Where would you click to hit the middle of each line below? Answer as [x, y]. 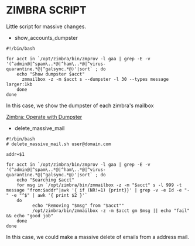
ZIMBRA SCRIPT [46, 10]
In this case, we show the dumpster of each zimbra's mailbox [80, 105]
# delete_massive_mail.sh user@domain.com [59, 144]
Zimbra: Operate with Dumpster [44, 117]
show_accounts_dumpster [46, 37]
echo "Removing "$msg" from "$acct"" [78, 206]
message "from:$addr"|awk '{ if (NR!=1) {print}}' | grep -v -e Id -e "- [98, 190]
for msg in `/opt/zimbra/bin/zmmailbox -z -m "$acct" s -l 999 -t [99, 185]
